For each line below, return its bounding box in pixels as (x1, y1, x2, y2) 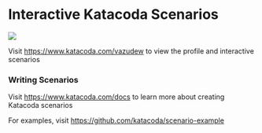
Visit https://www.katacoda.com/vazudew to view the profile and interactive (8, 46, 254, 56)
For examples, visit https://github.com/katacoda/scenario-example (8, 116, 224, 125)
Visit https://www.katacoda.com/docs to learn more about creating (8, 92, 225, 102)
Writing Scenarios (8, 74, 79, 85)
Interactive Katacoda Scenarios (8, 6, 219, 24)
